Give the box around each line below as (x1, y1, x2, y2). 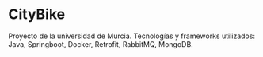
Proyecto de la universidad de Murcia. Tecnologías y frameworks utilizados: (8, 31, 256, 41)
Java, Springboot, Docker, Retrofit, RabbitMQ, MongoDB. (8, 39, 194, 48)
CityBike (8, 5, 66, 23)
